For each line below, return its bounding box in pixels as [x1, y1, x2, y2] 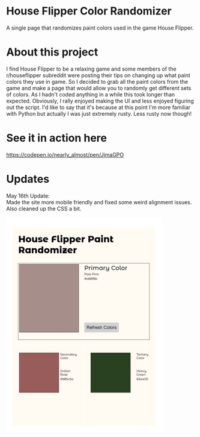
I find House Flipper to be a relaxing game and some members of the [6, 65, 177, 72]
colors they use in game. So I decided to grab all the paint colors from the [6, 78, 188, 85]
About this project [6, 45, 98, 59]
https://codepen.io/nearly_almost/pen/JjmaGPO [6, 151, 124, 158]
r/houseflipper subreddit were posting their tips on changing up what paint [6, 71, 190, 79]
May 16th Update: [6, 192, 50, 200]
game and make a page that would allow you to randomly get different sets [6, 84, 192, 92]
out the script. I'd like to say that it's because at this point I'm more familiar [6, 104, 191, 111]
